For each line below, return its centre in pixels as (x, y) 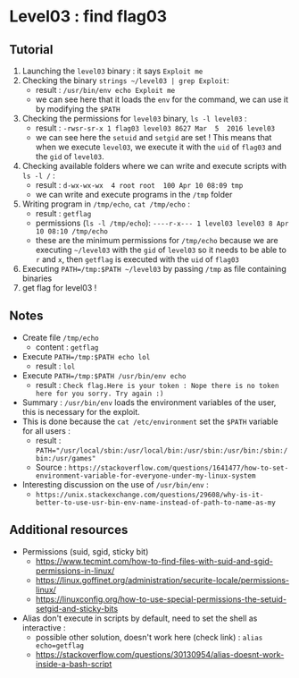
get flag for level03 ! (59, 288)
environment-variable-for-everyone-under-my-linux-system (145, 476)
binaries (37, 278)
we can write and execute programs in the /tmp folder (134, 195)
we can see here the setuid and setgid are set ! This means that (154, 137)
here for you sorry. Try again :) (100, 394)
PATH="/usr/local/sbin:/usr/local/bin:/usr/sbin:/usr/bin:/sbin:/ (162, 450)
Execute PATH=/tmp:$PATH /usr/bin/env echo (104, 375)
